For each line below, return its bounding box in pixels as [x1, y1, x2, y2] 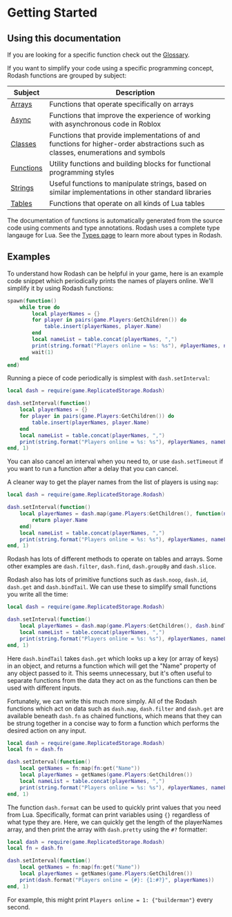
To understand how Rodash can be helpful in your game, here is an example [7, 269, 224, 278]
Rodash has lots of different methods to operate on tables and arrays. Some [7, 554, 223, 563]
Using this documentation [7, 32, 121, 44]
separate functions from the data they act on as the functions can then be [7, 676, 217, 684]
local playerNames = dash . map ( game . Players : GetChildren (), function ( [19, 510, 224, 517]
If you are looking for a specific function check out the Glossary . [7, 50, 190, 59]
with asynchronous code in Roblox [49, 119, 161, 128]
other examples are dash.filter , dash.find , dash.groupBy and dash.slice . [7, 562, 216, 570]
